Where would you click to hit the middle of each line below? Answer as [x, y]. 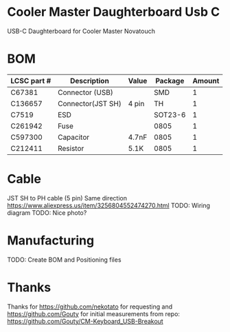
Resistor [71, 148]
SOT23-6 [170, 114]
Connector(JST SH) [89, 103]
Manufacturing [51, 240]
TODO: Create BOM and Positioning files [64, 260]
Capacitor [73, 137]
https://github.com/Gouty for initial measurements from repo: [94, 313]
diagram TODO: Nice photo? [47, 212]
